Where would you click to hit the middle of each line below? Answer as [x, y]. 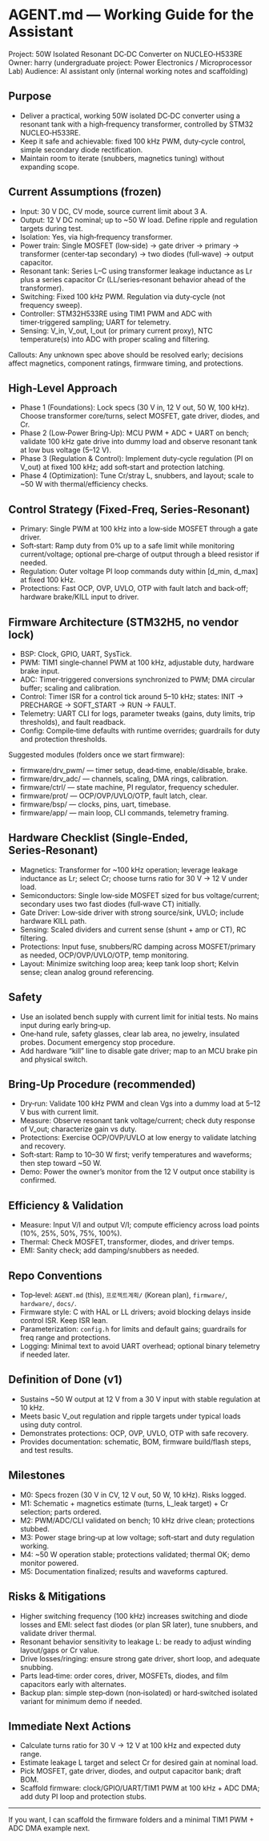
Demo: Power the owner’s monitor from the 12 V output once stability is [137, 1171]
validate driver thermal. [58, 1633]
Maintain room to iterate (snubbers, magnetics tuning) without [122, 158]
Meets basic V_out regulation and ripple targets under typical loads [130, 1416]
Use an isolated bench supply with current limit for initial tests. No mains [139, 1017]
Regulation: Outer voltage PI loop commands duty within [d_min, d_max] [139, 572]
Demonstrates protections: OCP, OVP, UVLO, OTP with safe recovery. [134, 1433]
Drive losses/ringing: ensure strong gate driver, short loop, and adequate [140, 1658]
